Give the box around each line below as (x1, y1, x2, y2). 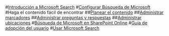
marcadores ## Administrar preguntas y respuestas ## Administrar (5, 15, 142, 20)
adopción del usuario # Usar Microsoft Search (5, 25, 100, 31)
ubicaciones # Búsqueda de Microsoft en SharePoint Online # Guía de (5, 20, 147, 26)
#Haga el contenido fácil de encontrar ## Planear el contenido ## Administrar (5, 9, 164, 15)
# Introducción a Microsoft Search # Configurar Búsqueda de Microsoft (5, 4, 151, 10)
